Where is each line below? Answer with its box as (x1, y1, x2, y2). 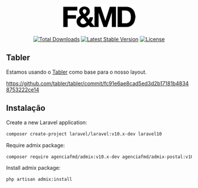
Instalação (6, 103, 46, 113)
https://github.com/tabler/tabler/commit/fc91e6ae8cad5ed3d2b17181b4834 (6, 80, 189, 87)
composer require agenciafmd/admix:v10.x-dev (6, 154, 120, 160)
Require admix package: (6, 141, 65, 149)
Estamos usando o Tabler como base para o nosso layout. (6, 68, 147, 75)
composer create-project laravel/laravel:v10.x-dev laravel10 (6, 131, 162, 137)
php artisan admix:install (6, 176, 72, 183)
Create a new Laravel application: (6, 118, 87, 126)
